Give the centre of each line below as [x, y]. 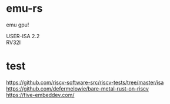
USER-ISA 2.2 [23, 36]
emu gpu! [18, 25]
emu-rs [24, 9]
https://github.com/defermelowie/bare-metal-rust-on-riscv [77, 88]
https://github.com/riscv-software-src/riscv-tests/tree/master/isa [85, 82]
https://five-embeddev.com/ [40, 95]
